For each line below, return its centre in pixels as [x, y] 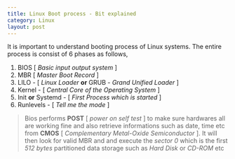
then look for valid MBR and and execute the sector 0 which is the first [126, 141]
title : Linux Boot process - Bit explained [72, 14]
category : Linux [31, 20]
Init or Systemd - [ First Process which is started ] [89, 97]
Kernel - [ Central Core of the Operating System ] [88, 90]
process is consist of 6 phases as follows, [68, 54]
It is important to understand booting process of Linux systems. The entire [115, 47]
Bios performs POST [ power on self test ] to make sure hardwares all [125, 118]
